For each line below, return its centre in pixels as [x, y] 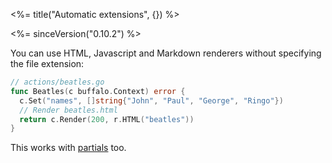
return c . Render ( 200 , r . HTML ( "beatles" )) [107, 119]
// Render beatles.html [68, 110]
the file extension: [47, 63]
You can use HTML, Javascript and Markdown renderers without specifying [166, 53]
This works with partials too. [68, 148]
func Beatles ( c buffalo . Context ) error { [98, 91]
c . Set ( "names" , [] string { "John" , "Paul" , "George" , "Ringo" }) [151, 100]
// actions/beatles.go [57, 82]
